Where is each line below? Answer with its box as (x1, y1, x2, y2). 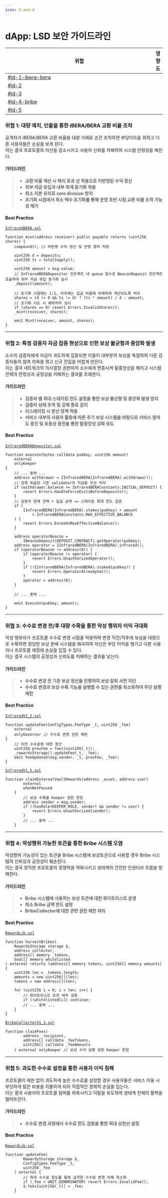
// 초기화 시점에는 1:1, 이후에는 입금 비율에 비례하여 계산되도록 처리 (14, 291, 140, 296)
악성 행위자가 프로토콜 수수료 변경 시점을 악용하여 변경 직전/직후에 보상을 (5, 635, 147, 641)
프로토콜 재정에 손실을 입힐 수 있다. (14, 647, 82, 653)
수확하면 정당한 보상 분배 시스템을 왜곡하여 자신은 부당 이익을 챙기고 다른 (10, 641, 152, 647)
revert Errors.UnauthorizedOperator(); (31, 556, 115, 561)
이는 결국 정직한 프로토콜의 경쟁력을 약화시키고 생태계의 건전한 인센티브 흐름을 (5, 864, 157, 870)
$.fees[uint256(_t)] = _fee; (23, 1184, 84, 1189)
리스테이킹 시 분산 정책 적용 (24, 408, 78, 414)
